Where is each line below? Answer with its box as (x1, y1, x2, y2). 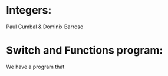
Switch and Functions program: (6, 44, 163, 57)
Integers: (6, 4, 52, 17)
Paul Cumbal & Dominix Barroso (6, 23, 84, 30)
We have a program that (6, 63, 65, 70)
